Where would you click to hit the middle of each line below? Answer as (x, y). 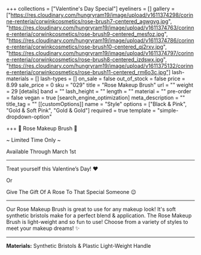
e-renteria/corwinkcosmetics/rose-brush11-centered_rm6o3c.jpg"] (89, 72)
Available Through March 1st (41, 151)
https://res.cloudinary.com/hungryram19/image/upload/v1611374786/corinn (101, 40)
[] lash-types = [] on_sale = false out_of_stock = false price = (110, 78)
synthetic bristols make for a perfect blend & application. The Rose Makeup (99, 215)
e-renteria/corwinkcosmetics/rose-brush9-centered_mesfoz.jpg (85, 34)
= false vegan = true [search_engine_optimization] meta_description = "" (96, 98)
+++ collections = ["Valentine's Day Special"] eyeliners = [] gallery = (91, 9)
